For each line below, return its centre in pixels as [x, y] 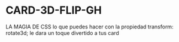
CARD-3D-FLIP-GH [54, 10]
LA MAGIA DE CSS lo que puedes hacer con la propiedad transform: [90, 27]
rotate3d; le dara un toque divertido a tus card [62, 33]
